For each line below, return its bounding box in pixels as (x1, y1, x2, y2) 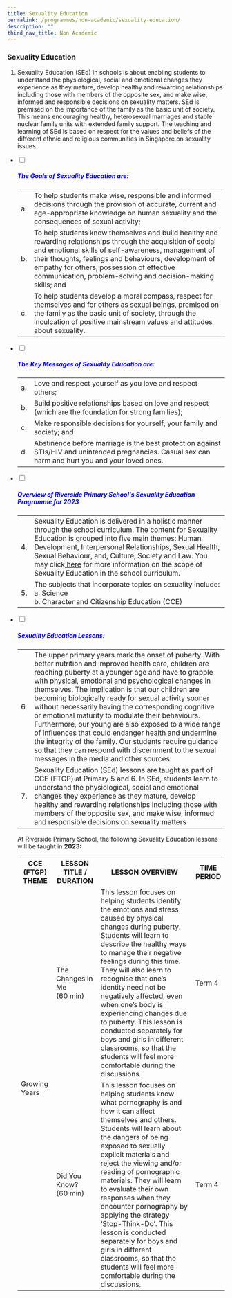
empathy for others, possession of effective (33, 263, 176, 272)
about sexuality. (33, 326, 86, 335)
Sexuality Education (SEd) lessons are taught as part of (34, 765, 213, 775)
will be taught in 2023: (17, 842, 82, 851)
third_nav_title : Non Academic (7, 29, 97, 37)
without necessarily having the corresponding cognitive (34, 702, 215, 712)
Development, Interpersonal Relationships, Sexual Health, (34, 542, 220, 552)
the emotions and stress (100, 905, 179, 914)
